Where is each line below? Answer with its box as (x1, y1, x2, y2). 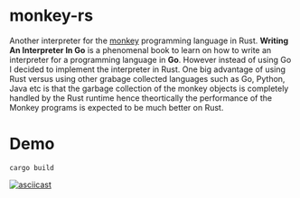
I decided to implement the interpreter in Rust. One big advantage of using (9, 64, 286, 75)
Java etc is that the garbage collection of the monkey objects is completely (9, 83, 289, 94)
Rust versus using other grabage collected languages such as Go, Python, (9, 73, 286, 84)
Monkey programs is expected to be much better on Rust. (9, 102, 224, 112)
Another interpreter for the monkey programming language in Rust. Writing (9, 35, 289, 46)
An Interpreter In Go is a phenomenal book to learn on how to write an (9, 44, 272, 55)
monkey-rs (9, 5, 93, 26)
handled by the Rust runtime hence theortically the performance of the (9, 92, 273, 103)
